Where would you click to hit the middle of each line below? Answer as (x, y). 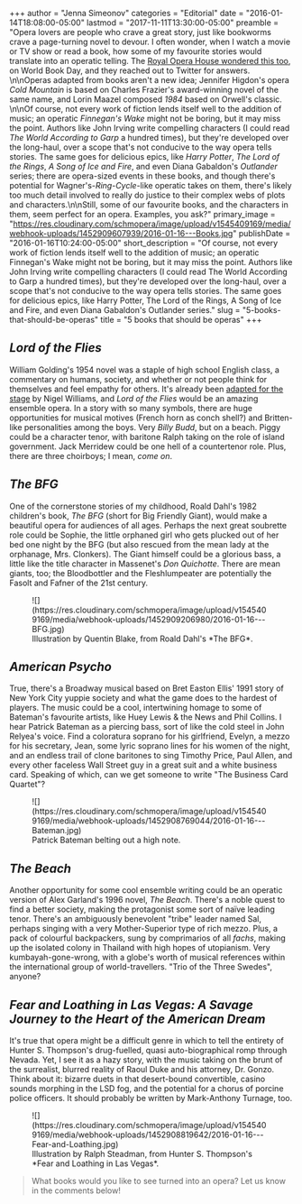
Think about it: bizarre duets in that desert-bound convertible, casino (137, 1079)
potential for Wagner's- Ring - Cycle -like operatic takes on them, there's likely (151, 185)
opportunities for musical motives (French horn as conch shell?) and (136, 418)
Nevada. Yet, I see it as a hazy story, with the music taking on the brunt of (146, 1060)
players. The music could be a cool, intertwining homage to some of (136, 708)
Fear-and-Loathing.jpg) (75, 1144)
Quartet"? (27, 785)
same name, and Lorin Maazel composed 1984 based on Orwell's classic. (146, 99)
